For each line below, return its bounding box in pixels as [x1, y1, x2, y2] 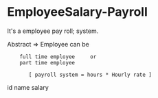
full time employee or [19, 53, 97, 60]
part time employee [19, 59, 76, 66]
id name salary [7, 83, 49, 91]
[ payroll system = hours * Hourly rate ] [28, 71, 153, 78]
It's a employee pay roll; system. [7, 27, 99, 35]
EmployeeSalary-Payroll [7, 4, 148, 20]
